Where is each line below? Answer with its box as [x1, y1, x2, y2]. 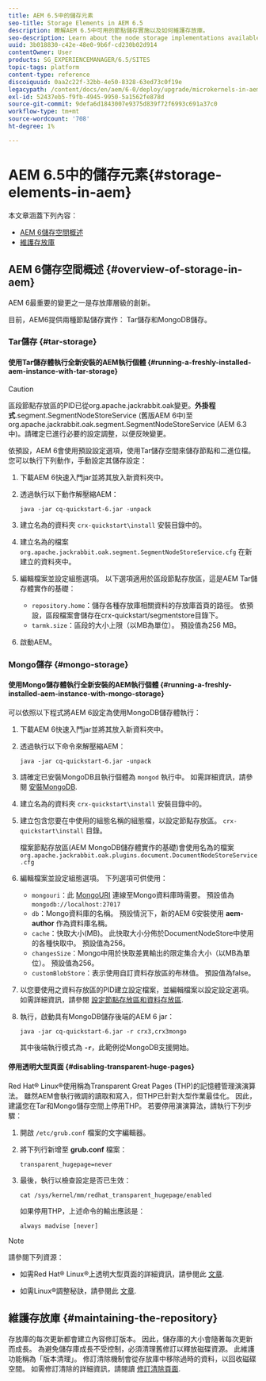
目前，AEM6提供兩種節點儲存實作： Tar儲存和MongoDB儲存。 [8, 314, 212, 324]
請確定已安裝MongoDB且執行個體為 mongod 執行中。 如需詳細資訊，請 [19, 771, 247, 782]
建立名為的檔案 [19, 537, 69, 546]
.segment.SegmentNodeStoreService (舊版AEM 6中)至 [15, 410, 193, 420]
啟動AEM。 [19, 637, 57, 647]
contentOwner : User [8, 48, 73, 56]
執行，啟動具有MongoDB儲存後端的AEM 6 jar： [19, 1011, 175, 1021]
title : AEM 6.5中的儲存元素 [8, 11, 93, 20]
